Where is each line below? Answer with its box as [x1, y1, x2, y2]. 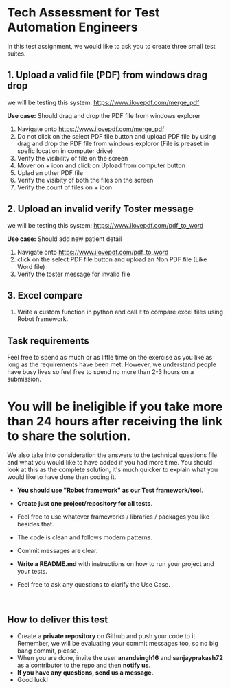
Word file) [16, 262, 45, 270]
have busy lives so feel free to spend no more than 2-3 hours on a [7, 368, 194, 376]
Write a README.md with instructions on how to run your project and [16, 560, 214, 568]
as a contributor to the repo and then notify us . [16, 661, 151, 669]
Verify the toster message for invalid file [16, 270, 130, 278]
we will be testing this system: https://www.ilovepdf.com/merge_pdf [7, 98, 200, 106]
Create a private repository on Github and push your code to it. [16, 631, 198, 640]
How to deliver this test [7, 614, 108, 625]
